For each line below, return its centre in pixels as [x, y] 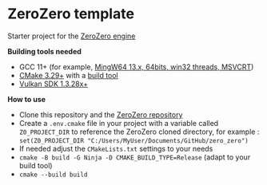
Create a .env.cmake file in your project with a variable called [119, 123]
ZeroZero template [71, 14]
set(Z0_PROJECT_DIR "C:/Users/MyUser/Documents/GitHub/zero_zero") [133, 140]
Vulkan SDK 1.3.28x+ [54, 84]
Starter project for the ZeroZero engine [72, 36]
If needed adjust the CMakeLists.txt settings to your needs [116, 148]
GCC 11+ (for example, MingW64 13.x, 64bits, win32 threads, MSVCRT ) [136, 67]
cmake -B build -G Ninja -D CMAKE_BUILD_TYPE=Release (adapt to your [135, 157]
